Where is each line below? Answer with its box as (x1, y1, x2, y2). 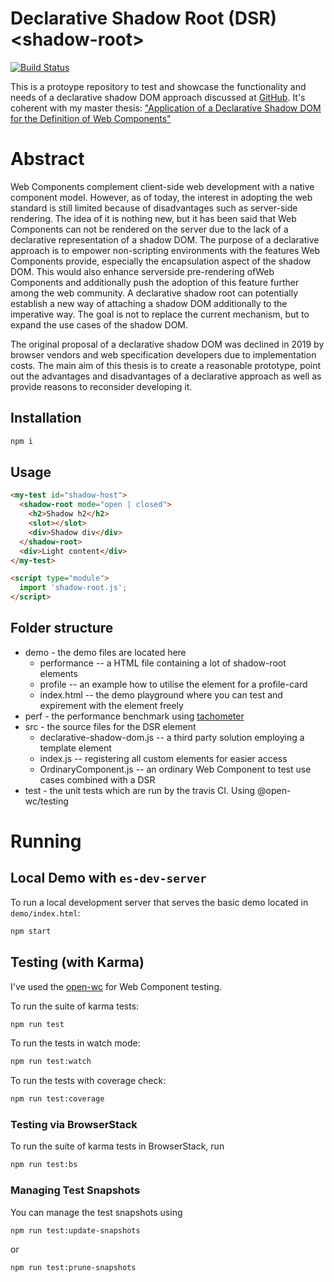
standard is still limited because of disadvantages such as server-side (10, 202, 298, 214)
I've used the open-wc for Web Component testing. (10, 980, 222, 992)
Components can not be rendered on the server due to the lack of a (10, 223, 289, 235)
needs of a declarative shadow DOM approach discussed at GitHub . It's (10, 91, 306, 103)
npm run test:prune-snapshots (10, 1263, 137, 1273)
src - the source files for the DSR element (24, 720, 197, 732)
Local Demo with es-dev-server (10, 870, 207, 887)
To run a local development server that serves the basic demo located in (10, 896, 309, 908)
